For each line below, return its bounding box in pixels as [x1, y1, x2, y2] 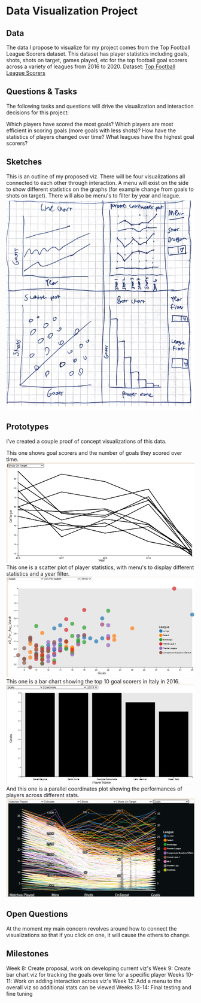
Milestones [6, 949, 49, 959]
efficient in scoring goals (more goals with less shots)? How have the [6, 127, 176, 134]
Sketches [6, 157, 42, 167]
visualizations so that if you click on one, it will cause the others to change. [6, 931, 191, 938]
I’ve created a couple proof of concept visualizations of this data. [6, 437, 167, 445]
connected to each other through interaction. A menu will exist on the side [6, 179, 189, 186]
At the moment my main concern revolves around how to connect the [6, 925, 177, 932]
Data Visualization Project [6, 4, 138, 18]
